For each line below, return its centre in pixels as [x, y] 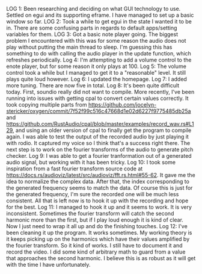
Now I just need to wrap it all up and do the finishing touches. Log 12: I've [97, 226]
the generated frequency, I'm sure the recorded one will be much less [93, 194]
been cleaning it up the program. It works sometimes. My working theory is [99, 232]
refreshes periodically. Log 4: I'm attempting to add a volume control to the [99, 60]
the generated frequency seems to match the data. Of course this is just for [99, 188]
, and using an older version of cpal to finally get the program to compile [102, 130]
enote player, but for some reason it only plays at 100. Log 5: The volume [96, 66]
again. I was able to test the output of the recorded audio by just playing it [98, 137]
